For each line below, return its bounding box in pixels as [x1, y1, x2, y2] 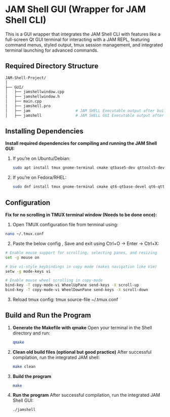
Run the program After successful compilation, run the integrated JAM [12, 392, 160, 398]
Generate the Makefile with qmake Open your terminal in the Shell [12, 324, 152, 330]
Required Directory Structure [5, 62, 99, 70]
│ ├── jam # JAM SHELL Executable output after [5, 108, 155, 113]
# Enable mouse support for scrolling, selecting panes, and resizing [5, 250, 157, 255]
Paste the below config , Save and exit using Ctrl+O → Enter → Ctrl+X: [12, 240, 159, 246]
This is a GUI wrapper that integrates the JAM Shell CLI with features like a [5, 31, 161, 37]
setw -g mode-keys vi [5, 269, 51, 274]
